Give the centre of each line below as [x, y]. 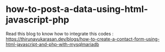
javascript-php [38, 20]
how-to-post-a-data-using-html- [77, 9]
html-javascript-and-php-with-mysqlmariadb [52, 44]
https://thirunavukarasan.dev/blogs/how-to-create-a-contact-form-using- [83, 39]
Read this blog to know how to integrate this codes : [60, 33]
